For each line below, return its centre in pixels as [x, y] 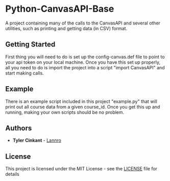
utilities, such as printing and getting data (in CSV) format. [66, 28]
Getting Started [30, 45]
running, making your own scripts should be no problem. [65, 112]
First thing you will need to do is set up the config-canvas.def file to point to [85, 57]
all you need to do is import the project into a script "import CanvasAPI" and [85, 67]
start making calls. [25, 73]
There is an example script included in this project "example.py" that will [81, 101]
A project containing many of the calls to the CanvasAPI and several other [83, 23]
